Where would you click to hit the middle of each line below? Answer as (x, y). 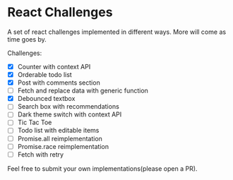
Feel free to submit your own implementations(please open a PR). (102, 168)
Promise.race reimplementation (63, 146)
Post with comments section (59, 83)
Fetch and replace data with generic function (83, 91)
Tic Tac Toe (35, 122)
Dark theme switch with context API (70, 114)
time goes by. (27, 39)
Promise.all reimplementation (60, 138)
